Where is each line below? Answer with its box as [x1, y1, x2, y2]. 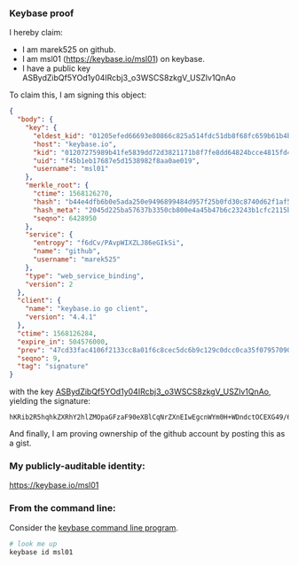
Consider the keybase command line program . [9, 522, 179, 533]
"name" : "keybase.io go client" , [25, 305, 149, 313]
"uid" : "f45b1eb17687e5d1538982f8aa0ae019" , [32, 156, 200, 166]
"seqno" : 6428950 [32, 213, 98, 223]
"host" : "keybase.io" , [32, 140, 117, 149]
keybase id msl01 [9, 547, 74, 556]
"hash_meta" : [32, 205, 82, 214]
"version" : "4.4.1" [25, 313, 98, 321]
